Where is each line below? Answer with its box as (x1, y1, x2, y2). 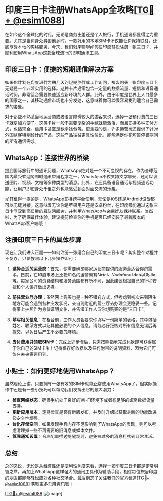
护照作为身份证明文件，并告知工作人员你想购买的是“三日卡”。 (25, 307, 148, 312)
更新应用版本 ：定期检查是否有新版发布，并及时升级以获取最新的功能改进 (12, 409, 157, 415)
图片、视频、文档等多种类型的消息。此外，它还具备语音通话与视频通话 (9, 179, 149, 185)
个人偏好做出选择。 (20, 284, 59, 290)
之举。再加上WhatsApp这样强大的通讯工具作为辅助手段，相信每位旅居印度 (9, 469, 158, 474)
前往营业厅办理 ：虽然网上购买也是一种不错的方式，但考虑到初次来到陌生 (12, 294, 157, 300)
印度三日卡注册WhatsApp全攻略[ (5, 4, 137, 16)
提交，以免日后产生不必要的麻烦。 (12, 329, 81, 335)
